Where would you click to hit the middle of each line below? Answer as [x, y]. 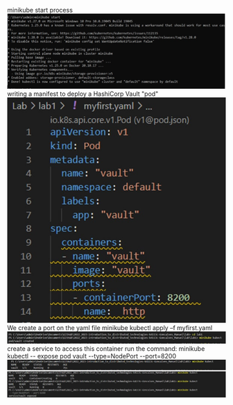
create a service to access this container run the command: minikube [106, 348]
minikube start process [40, 10]
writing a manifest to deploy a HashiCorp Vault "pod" [83, 94]
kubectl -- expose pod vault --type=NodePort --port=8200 [92, 356]
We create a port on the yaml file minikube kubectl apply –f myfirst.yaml [110, 328]
